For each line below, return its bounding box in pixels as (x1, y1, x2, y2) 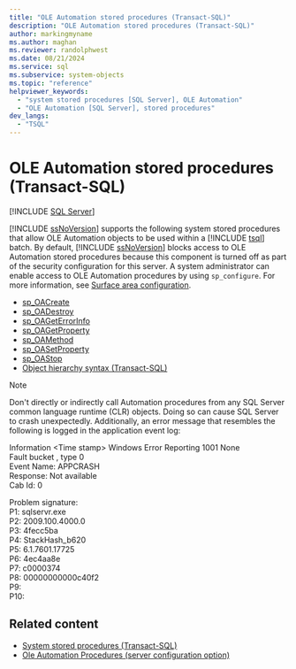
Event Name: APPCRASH (9, 461, 100, 472)
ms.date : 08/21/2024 (9, 54, 86, 63)
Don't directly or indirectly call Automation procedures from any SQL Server (9, 396, 285, 407)
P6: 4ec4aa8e (9, 553, 61, 564)
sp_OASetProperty (21, 343, 90, 354)
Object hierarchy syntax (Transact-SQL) (21, 362, 168, 373)
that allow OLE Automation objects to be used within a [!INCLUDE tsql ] (9, 232, 265, 243)
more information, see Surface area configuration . (9, 280, 192, 290)
